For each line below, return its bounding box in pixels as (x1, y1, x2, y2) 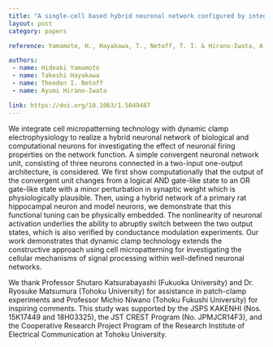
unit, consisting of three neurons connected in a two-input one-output (8, 158, 243, 167)
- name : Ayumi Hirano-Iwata (11, 86, 107, 94)
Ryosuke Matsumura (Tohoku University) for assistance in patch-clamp (8, 286, 247, 296)
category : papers (8, 27, 67, 35)
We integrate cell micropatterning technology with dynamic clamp (8, 124, 229, 133)
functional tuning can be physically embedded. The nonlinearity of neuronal (8, 210, 262, 219)
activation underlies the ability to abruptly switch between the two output (8, 219, 253, 228)
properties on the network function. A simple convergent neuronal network (8, 150, 259, 159)
